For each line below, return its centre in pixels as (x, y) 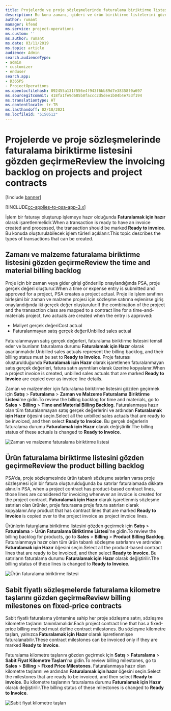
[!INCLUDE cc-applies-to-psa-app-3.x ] (46, 207)
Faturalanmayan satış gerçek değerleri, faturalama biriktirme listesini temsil (84, 340)
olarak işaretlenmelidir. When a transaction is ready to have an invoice (78, 222)
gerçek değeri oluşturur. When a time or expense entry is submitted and (80, 288)
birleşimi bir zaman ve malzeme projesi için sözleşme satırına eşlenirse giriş (84, 299)
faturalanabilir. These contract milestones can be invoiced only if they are (81, 640)
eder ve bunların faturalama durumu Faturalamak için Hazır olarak (75, 346)
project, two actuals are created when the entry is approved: (89, 315)
